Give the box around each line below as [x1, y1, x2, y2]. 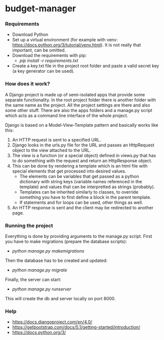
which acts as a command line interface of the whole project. [5, 113, 128, 118]
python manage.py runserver [12, 286, 71, 292]
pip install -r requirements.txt [19, 57, 78, 64]
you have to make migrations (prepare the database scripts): [5, 239, 127, 245]
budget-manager [5, 3, 76, 14]
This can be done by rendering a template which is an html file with [12, 163, 148, 169]
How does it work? [5, 81, 50, 87]
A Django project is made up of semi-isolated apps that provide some [5, 91, 145, 97]
